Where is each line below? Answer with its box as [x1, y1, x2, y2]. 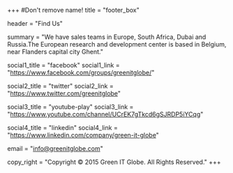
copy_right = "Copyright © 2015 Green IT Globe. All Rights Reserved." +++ [7, 158, 221, 166]
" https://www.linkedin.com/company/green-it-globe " [7, 131, 159, 139]
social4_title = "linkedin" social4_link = [7, 124, 119, 131]
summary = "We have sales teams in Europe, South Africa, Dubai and [7, 33, 206, 41]
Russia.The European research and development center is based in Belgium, [7, 40, 227, 48]
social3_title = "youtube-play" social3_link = [7, 103, 134, 110]
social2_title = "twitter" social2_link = [7, 82, 114, 90]
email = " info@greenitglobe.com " [7, 145, 103, 152]
